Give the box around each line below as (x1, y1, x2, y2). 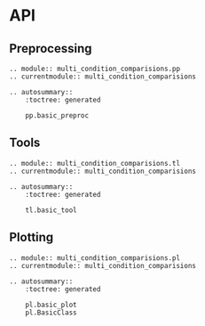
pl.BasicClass (25, 308, 77, 317)
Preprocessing (9, 41, 92, 56)
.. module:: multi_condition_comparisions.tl (9, 159, 180, 167)
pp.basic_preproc (25, 111, 90, 120)
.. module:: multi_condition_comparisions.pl (9, 253, 180, 263)
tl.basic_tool (25, 206, 77, 215)
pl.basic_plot (25, 300, 77, 309)
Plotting (9, 230, 54, 245)
